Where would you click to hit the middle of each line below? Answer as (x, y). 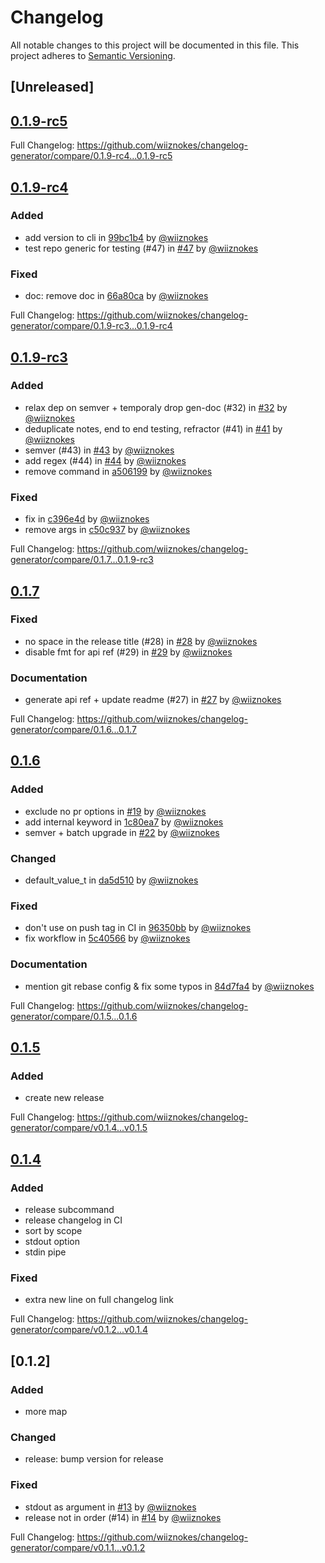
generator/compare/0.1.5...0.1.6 (74, 1016)
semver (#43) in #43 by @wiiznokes (99, 450)
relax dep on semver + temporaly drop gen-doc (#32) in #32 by (156, 407)
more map (46, 1412)
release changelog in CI (73, 1220)
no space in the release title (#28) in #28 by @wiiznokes (141, 641)
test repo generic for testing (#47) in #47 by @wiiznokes (141, 248)
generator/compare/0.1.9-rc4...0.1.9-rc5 (91, 156)
